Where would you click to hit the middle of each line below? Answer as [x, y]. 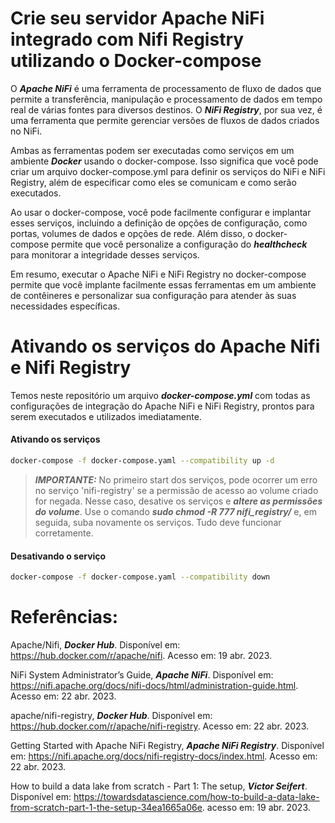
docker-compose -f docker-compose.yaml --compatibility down [140, 577]
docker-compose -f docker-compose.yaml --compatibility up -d [142, 461]
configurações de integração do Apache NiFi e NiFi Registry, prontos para [162, 406]
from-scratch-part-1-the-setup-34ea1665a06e [106, 807]
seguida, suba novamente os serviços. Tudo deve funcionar [158, 522]
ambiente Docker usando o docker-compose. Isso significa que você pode [164, 161]
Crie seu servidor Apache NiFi [137, 18]
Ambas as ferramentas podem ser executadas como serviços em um [152, 150]
